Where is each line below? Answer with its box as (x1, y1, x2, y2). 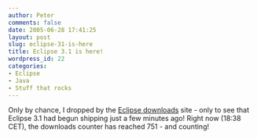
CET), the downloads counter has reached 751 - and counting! (8, 122, 210, 131)
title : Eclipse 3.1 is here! (8, 48, 104, 55)
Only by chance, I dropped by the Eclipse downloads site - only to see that (8, 105, 250, 115)
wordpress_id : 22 (8, 55, 65, 63)
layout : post (8, 33, 51, 41)
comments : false (8, 19, 61, 27)
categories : (8, 62, 47, 70)
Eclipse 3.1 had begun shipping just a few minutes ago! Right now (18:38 (8, 114, 241, 123)
